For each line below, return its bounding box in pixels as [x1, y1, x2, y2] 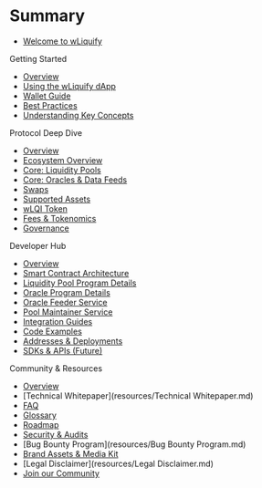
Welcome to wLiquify [22, 36, 103, 47]
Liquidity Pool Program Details [22, 277, 137, 288]
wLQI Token [22, 202, 68, 214]
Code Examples [22, 326, 82, 337]
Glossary [22, 410, 58, 421]
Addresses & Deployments [22, 335, 123, 347]
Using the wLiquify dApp [22, 80, 117, 91]
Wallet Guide [22, 90, 71, 101]
